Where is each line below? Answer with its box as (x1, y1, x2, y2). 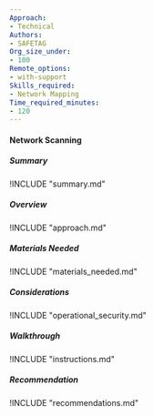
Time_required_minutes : (9, 97, 100, 107)
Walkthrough (9, 330, 61, 341)
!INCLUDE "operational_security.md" (9, 309, 148, 320)
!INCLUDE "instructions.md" (9, 353, 116, 364)
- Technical (9, 22, 55, 31)
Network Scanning (9, 134, 82, 146)
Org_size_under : (9, 47, 71, 56)
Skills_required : (9, 81, 76, 90)
